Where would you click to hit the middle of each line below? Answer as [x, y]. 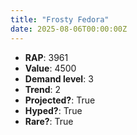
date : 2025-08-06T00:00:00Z [69, 29]
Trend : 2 [43, 89]
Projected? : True [60, 100]
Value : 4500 [50, 68]
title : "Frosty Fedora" [60, 19]
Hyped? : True [53, 110]
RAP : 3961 [46, 57]
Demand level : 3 [59, 78]
